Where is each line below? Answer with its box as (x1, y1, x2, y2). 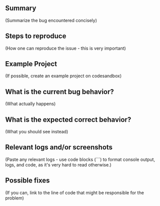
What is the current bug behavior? (5, 87, 114, 96)
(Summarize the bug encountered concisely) (5, 17, 97, 23)
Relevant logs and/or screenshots (5, 143, 113, 152)
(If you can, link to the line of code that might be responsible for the (5, 189, 144, 195)
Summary (5, 4, 36, 13)
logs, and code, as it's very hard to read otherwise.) (5, 161, 111, 167)
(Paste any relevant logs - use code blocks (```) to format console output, (5, 156, 155, 162)
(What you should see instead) (5, 129, 68, 135)
